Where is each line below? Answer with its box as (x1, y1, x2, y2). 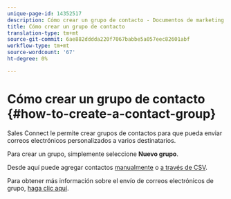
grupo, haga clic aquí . (7, 184, 69, 192)
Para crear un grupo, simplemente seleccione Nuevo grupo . (7, 150, 178, 158)
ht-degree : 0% (7, 55, 48, 62)
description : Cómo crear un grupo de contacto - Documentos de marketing (7, 17, 225, 24)
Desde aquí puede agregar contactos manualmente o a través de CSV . (7, 163, 207, 171)
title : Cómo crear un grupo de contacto (7, 23, 126, 30)
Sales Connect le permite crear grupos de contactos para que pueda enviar (7, 129, 223, 137)
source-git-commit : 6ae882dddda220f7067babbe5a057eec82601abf (7, 36, 190, 43)
